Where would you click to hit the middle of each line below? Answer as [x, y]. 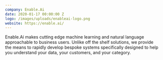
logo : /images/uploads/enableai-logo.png [48, 19]
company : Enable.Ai [25, 10]
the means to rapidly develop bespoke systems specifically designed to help [82, 47]
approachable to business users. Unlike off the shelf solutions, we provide [79, 42]
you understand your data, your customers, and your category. [68, 53]
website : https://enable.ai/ [35, 23]
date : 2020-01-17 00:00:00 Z [35, 14]
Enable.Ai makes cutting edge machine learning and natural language [75, 37]
